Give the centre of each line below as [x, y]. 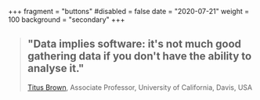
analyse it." [56, 68]
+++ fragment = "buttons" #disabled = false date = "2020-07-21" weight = [128, 11]
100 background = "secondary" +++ [67, 20]
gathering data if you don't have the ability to [139, 57]
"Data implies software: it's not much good [134, 44]
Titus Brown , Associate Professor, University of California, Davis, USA [140, 87]
